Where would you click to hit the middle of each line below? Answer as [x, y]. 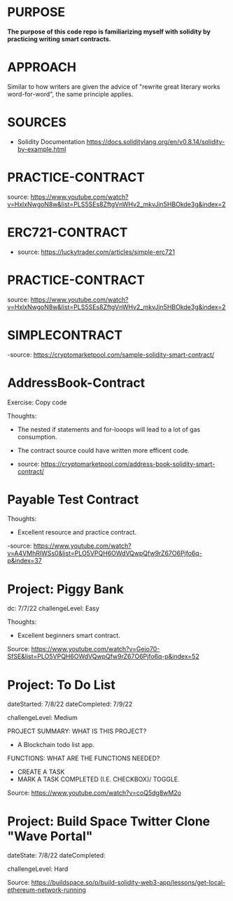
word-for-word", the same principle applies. [70, 94]
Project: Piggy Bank [66, 589]
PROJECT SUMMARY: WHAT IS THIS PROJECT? [77, 731]
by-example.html [42, 149]
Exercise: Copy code [37, 402]
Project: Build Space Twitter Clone [109, 821]
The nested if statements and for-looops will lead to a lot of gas [109, 429]
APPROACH [42, 68]
